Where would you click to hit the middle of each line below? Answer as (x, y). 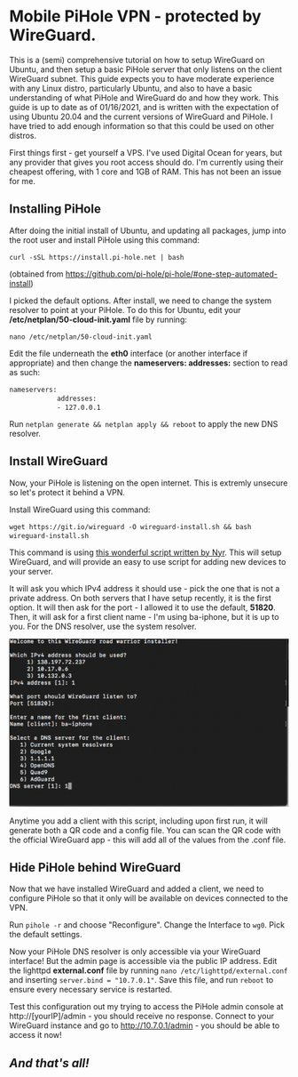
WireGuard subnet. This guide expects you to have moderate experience (142, 78)
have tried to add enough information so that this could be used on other (142, 125)
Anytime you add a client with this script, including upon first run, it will (138, 821)
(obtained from (36, 274)
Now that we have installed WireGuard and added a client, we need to (137, 889)
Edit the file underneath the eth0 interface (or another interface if (129, 353)
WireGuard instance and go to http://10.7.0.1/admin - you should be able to (145, 1025)
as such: (25, 372)
